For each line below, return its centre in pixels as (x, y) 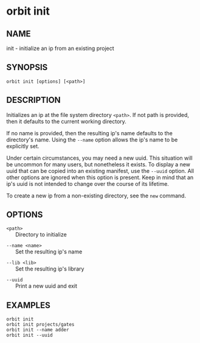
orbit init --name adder (38, 330)
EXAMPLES (28, 305)
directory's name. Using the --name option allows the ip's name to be (92, 140)
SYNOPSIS (27, 67)
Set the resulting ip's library (50, 269)
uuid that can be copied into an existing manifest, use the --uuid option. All (100, 171)
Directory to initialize (41, 235)
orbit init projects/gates (40, 325)
